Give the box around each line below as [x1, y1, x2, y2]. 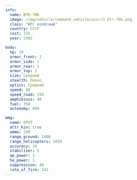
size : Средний [10, 73, 39, 79]
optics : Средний [10, 83, 44, 88]
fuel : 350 [10, 101, 30, 106]
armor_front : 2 [10, 54, 42, 59]
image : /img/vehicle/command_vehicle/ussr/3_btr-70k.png [10, 17, 132, 22]
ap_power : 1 [10, 153, 35, 158]
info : [5, 7, 17, 13]
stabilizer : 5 [10, 148, 39, 154]
